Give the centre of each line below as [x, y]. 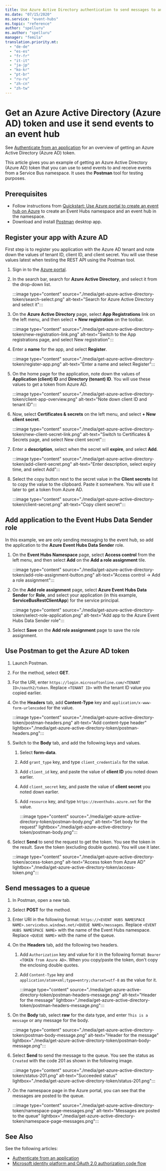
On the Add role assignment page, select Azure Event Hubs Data [80, 589]
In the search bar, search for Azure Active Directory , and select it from [84, 279]
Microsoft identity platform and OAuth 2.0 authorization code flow [79, 1164]
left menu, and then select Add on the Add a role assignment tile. [79, 560]
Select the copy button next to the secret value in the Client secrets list [85, 479]
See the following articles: [32, 1149]
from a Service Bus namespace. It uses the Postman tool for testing [74, 173]
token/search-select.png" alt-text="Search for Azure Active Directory [83, 299]
